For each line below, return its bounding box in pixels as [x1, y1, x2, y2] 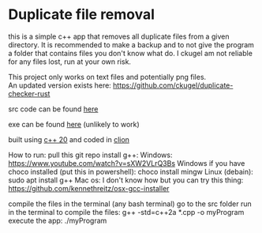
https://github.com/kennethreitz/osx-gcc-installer [8, 183, 170, 193]
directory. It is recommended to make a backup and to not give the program [8, 39, 255, 49]
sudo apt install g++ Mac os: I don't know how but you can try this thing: [8, 175, 244, 185]
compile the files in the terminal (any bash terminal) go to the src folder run [8, 199, 252, 209]
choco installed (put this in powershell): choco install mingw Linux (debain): [8, 167, 254, 176]
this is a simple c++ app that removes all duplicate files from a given [8, 32, 230, 41]
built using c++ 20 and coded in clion [8, 134, 130, 144]
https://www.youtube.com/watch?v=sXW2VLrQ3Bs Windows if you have [8, 158, 245, 167]
